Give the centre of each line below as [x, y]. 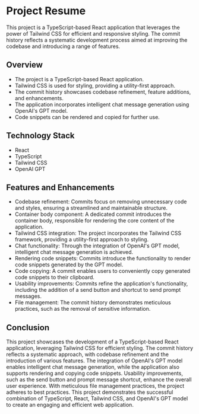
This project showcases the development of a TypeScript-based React [93, 342]
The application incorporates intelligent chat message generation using [102, 104]
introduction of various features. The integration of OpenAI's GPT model [94, 361]
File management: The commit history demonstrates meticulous [93, 302]
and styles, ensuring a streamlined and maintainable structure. [91, 208]
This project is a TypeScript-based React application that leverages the [93, 27]
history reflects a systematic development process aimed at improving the [97, 40]
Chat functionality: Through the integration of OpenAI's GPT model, [97, 246]
